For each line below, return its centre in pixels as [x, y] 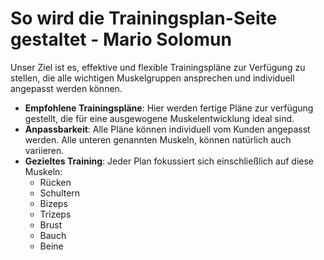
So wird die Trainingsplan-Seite [144, 18]
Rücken [55, 182]
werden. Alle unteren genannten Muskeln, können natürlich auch [158, 139]
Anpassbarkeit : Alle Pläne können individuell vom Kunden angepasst [167, 129]
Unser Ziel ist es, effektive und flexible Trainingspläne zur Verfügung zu [158, 67]
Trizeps [55, 214]
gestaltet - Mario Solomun [121, 39]
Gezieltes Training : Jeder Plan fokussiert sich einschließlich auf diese [169, 161]
